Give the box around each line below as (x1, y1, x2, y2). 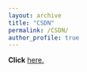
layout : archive (8, 11, 62, 20)
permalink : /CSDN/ (8, 26, 69, 34)
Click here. (8, 55, 44, 65)
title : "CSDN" (8, 19, 55, 27)
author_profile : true (8, 33, 80, 42)
